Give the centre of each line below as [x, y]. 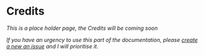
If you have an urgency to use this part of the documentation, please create [102, 40]
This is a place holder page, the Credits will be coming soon [82, 28]
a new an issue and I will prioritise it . [52, 46]
